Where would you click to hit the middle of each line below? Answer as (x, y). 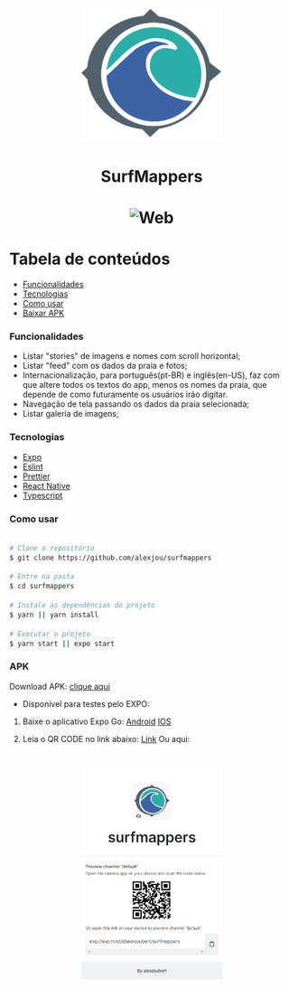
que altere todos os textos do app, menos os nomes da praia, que (144, 385)
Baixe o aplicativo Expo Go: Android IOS (97, 721)
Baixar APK (43, 313)
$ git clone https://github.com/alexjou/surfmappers (111, 558)
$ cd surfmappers (42, 587)
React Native (46, 485)
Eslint (33, 466)
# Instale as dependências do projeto (82, 606)
